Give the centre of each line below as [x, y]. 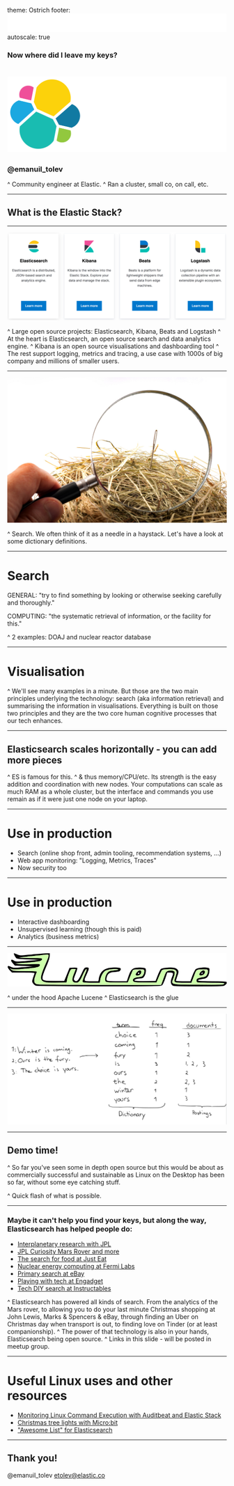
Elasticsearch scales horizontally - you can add [112, 749]
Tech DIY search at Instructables [64, 1288]
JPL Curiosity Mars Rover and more [68, 1251]
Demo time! [33, 1151]
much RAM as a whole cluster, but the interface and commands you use [110, 791]
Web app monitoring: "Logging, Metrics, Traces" [87, 860]
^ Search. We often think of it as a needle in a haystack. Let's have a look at [115, 534]
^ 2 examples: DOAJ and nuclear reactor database [79, 637]
